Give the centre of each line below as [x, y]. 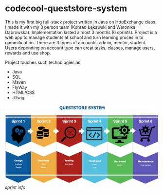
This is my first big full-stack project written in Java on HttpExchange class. [81, 22]
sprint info [15, 187]
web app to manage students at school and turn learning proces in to [74, 37]
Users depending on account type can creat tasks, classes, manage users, [80, 48]
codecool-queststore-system [66, 9]
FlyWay [19, 87]
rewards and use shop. [28, 53]
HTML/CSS [23, 92]
